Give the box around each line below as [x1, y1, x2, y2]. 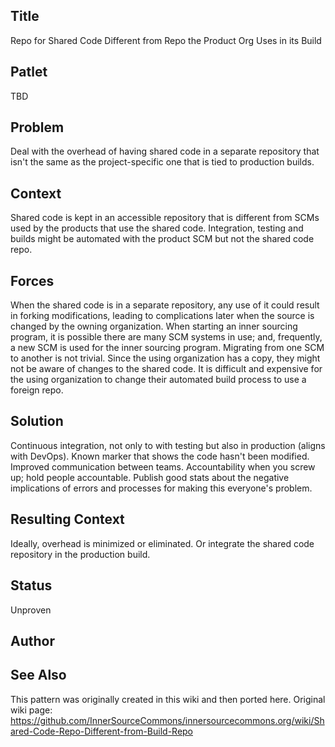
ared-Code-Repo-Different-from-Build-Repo [10, 725, 194, 737]
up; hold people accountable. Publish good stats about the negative [10, 471, 290, 483]
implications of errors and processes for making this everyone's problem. [10, 482, 313, 494]
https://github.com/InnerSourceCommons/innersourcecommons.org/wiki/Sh [10, 714, 325, 726]
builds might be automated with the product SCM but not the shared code [10, 233, 315, 245]
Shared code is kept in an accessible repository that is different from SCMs [10, 212, 320, 224]
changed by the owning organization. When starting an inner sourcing [10, 320, 298, 333]
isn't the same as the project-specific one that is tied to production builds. [10, 156, 315, 168]
